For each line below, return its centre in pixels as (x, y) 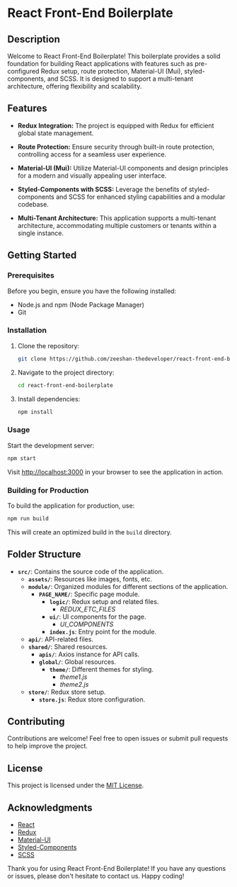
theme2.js (74, 684)
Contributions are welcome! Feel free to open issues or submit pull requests (118, 738)
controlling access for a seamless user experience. (92, 154)
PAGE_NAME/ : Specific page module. (89, 594)
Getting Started (42, 255)
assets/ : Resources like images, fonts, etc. (90, 579)
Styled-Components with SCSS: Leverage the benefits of (102, 189)
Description (34, 39)
